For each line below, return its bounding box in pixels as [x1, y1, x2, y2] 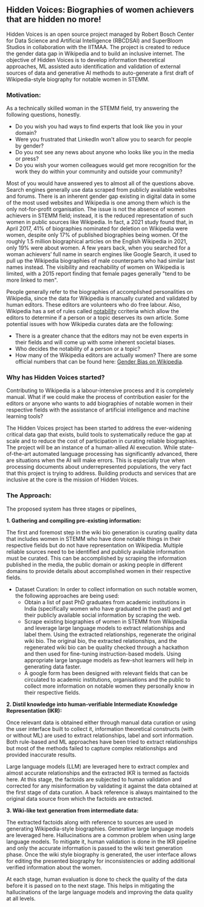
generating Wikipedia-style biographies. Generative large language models [6, 825, 194, 832]
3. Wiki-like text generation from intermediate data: [6, 807, 139, 814]
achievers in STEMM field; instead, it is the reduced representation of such [6, 212, 193, 219]
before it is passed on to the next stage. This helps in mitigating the [6, 882, 175, 889]
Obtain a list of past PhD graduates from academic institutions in [24, 598, 186, 606]
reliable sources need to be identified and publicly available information [6, 548, 185, 555]
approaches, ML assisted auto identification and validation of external [6, 63, 181, 70]
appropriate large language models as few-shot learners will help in [24, 656, 193, 664]
